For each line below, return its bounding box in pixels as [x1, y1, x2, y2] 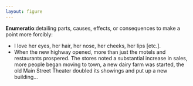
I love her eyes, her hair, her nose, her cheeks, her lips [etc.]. [13, 42, 161, 49]
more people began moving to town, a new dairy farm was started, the [13, 61, 184, 68]
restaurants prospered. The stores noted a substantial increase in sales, [13, 54, 188, 61]
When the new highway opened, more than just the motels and [13, 48, 166, 56]
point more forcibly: [5, 30, 53, 38]
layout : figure [5, 8, 43, 15]
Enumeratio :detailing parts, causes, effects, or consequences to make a [5, 25, 180, 32]
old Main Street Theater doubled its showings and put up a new [13, 67, 168, 74]
